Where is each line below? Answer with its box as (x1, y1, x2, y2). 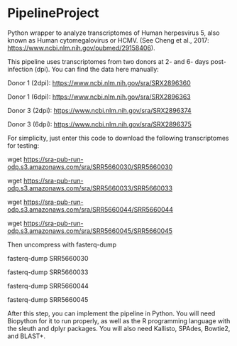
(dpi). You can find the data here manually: (34, 65, 160, 73)
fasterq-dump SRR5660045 (7, 295, 89, 303)
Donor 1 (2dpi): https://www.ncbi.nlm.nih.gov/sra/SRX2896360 (7, 78, 192, 87)
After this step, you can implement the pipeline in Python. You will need (7, 309, 216, 318)
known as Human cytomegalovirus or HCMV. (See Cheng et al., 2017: (7, 36, 209, 44)
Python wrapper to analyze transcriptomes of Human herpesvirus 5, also (7, 28, 220, 37)
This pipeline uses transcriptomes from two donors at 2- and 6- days (7, 57, 209, 65)
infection (7, 65, 33, 73)
